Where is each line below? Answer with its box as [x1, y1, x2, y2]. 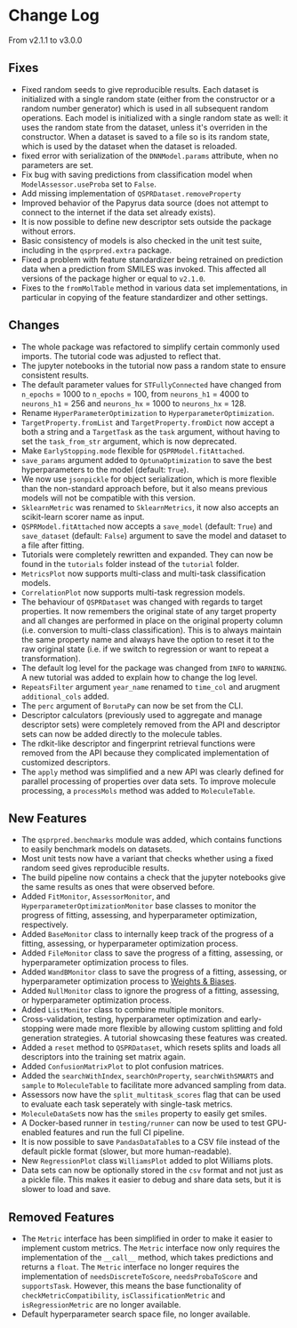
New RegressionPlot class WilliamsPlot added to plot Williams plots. [20, 1156, 274, 1166]
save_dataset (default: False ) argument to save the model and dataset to [20, 530, 287, 540]
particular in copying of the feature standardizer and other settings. [20, 292, 269, 302]
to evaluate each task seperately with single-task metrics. [20, 1099, 233, 1109]
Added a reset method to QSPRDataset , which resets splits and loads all [20, 1042, 281, 1053]
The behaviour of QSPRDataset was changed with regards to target [20, 596, 263, 607]
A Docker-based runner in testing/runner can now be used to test [20, 1117, 265, 1129]
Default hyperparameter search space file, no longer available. [20, 1308, 251, 1320]
